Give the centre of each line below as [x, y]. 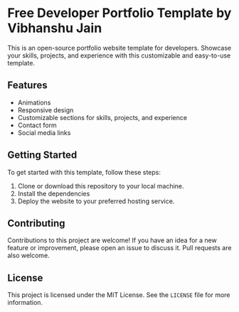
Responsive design [46, 110]
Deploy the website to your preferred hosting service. [96, 201]
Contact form [37, 125]
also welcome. [28, 255]
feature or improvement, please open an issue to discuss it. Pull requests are [119, 248]
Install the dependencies [54, 193]
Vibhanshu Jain [55, 28]
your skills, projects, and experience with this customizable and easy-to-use [119, 55]
